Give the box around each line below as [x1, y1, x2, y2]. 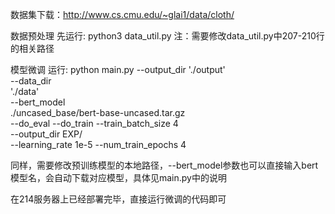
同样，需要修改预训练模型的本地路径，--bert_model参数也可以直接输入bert [10, 159, 319, 171]
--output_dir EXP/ [10, 128, 83, 140]
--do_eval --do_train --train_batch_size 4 [10, 118, 179, 129]
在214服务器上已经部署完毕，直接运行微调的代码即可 [10, 193, 227, 205]
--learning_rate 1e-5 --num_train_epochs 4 [10, 139, 187, 150]
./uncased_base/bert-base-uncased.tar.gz [10, 107, 186, 118]
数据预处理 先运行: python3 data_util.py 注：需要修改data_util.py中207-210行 [10, 30, 325, 42]
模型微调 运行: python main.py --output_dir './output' [10, 64, 226, 75]
